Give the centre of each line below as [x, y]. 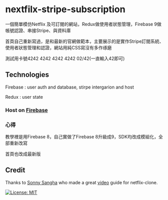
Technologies [27, 75]
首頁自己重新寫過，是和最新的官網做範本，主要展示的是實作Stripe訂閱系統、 [85, 41]
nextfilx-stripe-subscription [65, 9]
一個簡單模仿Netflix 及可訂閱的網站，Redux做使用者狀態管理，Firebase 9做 [83, 24]
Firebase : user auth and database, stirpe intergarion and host [70, 87]
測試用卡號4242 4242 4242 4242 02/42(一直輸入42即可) [65, 58]
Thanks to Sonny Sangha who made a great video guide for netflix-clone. [81, 182]
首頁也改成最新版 [23, 154]
